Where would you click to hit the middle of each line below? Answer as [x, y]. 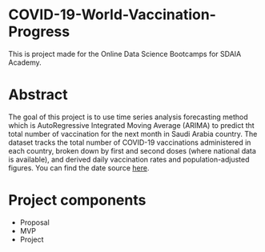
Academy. [25, 62]
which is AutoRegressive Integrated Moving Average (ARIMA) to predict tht [131, 125]
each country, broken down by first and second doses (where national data [132, 150]
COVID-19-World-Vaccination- [112, 15]
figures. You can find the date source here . [79, 168]
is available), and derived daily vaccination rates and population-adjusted [129, 159]
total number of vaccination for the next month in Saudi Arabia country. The [133, 134]
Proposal [34, 222]
